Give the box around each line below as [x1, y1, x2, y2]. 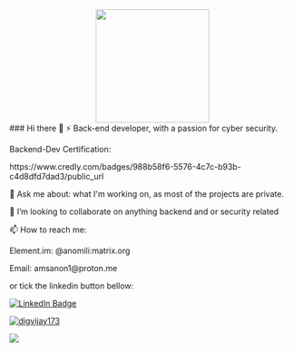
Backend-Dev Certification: [9, 144, 112, 154]
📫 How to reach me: [9, 224, 87, 235]
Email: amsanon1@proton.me [9, 263, 118, 273]
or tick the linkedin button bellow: [9, 280, 134, 291]
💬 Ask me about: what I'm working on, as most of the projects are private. [9, 189, 284, 199]
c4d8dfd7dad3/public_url [9, 171, 104, 181]
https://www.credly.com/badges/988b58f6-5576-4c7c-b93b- [9, 161, 242, 171]
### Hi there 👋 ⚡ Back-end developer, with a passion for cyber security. [9, 122, 278, 133]
